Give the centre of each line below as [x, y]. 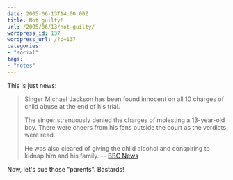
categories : [24, 46]
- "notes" [22, 66]
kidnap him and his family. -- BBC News [81, 156]
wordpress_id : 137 [34, 33]
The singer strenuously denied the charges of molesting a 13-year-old [124, 120]
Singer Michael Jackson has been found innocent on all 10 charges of [124, 99]
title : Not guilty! [35, 20]
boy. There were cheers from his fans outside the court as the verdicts [125, 127]
